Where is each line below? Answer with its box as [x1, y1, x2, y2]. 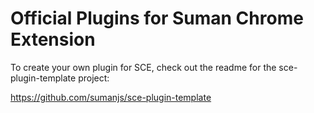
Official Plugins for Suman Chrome [10, 7, 304, 30]
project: [78, 72, 110, 84]
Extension [10, 28, 96, 51]
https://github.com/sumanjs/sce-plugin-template [10, 91, 212, 103]
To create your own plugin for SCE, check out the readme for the [10, 61, 277, 73]
